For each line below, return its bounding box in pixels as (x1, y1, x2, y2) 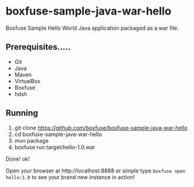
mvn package (14, 137, 49, 144)
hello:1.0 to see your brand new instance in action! (5, 173, 135, 180)
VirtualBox (14, 77, 41, 84)
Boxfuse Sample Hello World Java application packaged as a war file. (5, 24, 179, 32)
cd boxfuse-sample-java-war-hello (14, 131, 102, 138)
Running (5, 108, 39, 118)
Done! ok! (5, 155, 30, 162)
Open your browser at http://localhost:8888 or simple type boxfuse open (5, 167, 186, 174)
